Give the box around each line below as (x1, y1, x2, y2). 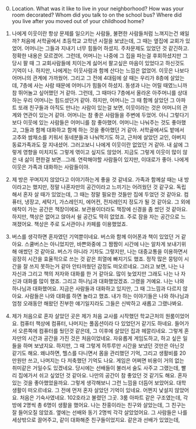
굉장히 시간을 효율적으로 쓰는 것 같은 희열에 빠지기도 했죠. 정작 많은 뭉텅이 (11, 255, 183, 262)
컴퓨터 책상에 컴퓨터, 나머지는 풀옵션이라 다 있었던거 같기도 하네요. (20, 320, 173, 327)
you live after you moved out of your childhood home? (11, 18, 144, 24)
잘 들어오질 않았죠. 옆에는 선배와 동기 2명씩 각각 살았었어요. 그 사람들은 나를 (11, 409, 188, 416)
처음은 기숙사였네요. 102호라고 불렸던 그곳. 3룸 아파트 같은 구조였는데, (20, 394, 182, 401)
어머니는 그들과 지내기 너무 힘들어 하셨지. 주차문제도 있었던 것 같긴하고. (24, 45, 189, 52)
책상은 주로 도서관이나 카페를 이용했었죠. (34, 221, 128, 227)
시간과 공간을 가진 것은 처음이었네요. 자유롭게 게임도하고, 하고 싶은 (27, 335, 182, 342)
